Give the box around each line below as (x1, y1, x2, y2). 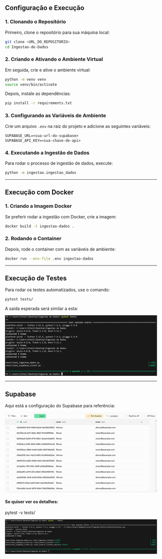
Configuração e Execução (5, 4, 84, 12)
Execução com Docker (5, 188, 74, 197)
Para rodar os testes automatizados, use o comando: (5, 287, 110, 293)
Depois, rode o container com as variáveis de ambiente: (5, 246, 116, 252)
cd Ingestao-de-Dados (5, 45, 49, 49)
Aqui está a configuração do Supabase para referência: (5, 403, 115, 409)
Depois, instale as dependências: (5, 91, 71, 96)
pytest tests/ (5, 297, 34, 302)
